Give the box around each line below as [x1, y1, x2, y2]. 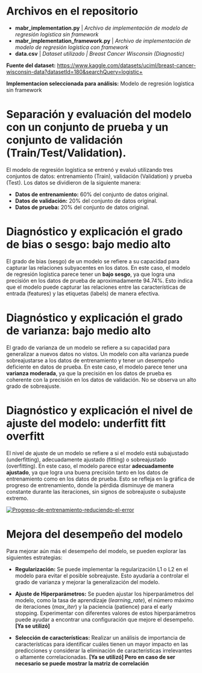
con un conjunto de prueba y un [6, 120, 169, 134]
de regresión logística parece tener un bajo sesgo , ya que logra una [6, 271, 175, 278]
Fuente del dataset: [6, 62, 56, 69]
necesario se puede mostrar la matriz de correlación [14, 660, 149, 667]
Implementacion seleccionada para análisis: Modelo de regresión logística [6, 80, 195, 87]
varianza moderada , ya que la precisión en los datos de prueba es [6, 369, 172, 376]
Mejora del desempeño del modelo [6, 527, 183, 541]
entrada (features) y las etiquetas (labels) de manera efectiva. [6, 289, 160, 297]
